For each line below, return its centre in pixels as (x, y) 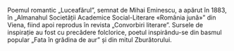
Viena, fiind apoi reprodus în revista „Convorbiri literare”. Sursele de (105, 25)
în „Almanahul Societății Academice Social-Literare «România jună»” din (112, 17)
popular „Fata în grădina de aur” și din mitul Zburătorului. (90, 40)
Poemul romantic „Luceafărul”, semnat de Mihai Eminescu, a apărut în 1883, (117, 10)
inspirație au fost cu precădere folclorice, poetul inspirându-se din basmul (115, 32)
